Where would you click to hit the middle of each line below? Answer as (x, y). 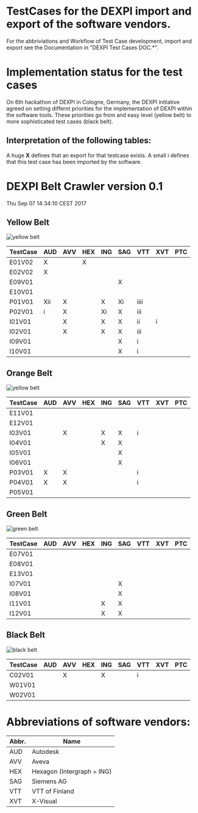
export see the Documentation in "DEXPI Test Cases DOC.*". (82, 48)
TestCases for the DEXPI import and (99, 11)
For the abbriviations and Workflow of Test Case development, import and (99, 41)
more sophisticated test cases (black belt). (60, 121)
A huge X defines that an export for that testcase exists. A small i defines (98, 155)
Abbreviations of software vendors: (98, 722)
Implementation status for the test (94, 72)
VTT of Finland (53, 791)
